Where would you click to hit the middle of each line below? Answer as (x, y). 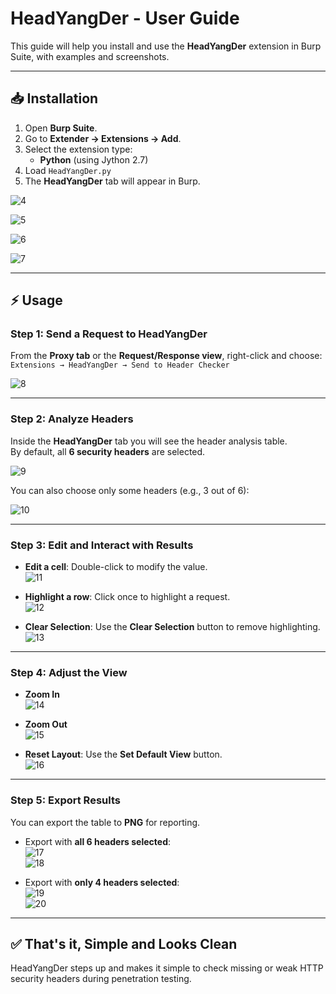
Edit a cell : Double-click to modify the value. (116, 567)
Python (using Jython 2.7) (94, 159)
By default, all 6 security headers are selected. (108, 451)
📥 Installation (54, 98)
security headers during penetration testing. (101, 979)
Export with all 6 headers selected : (98, 841)
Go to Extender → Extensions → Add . (103, 138)
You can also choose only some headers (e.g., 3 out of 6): (130, 490)
